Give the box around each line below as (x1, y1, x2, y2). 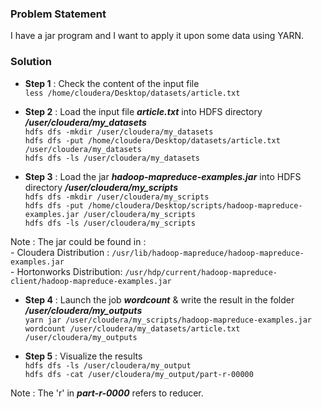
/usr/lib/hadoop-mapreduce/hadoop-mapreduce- (111, 248, 305, 258)
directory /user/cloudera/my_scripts (24, 181, 178, 193)
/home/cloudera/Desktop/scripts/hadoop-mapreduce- (88, 200, 303, 211)
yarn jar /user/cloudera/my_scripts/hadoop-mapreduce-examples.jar (24, 315, 312, 325)
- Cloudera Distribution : (10, 246, 110, 258)
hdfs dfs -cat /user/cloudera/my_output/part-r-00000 (24, 369, 254, 379)
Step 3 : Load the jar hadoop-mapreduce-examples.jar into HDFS (24, 170, 302, 182)
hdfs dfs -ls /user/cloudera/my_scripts (24, 218, 196, 228)
